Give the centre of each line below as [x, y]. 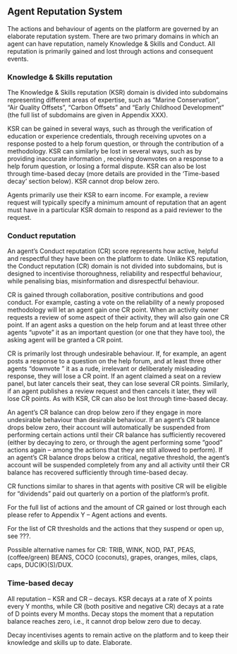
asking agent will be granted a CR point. [65, 340]
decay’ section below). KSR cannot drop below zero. [84, 181]
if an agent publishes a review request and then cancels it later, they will [112, 391]
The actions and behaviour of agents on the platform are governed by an [113, 28]
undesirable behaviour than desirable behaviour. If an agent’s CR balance [114, 420]
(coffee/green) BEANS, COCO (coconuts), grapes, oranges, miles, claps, [113, 557]
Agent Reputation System [65, 12]
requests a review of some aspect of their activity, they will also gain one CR [118, 317]
